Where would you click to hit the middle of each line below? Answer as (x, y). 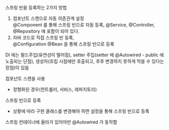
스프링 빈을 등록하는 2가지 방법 (36, 7)
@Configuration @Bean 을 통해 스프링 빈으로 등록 (63, 44)
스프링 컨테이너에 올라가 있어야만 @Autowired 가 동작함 (61, 122)
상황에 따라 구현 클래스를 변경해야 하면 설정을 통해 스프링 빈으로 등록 (81, 111)
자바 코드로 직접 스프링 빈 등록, (43, 38)
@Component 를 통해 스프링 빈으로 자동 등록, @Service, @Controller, (84, 25)
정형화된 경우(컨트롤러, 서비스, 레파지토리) (55, 89)
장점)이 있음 (17, 68)
